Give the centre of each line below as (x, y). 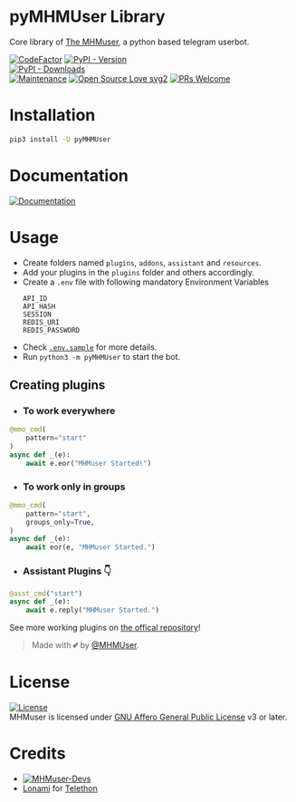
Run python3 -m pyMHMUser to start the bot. (101, 356)
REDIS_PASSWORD (51, 330)
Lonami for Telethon (60, 788)
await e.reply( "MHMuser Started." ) (93, 610)
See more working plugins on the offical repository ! (105, 628)
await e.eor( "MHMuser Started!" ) (89, 463)
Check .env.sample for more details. (90, 347)
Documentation (69, 175)
